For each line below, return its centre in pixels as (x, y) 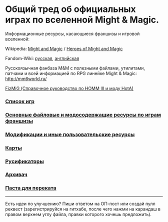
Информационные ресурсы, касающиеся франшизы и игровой (72, 33)
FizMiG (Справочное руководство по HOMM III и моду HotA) (69, 88)
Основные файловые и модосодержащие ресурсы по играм (83, 114)
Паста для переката (31, 188)
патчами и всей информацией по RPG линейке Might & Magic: (71, 73)
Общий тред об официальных (70, 9)
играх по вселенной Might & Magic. (82, 20)
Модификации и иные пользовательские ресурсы (70, 134)
